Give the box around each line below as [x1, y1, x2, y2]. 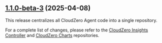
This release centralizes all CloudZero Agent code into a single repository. [5, 17, 157, 23]
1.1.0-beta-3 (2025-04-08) [5, 4, 91, 12]
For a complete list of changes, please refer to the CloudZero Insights [5, 27, 148, 33]
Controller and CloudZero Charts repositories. [5, 32, 99, 38]
